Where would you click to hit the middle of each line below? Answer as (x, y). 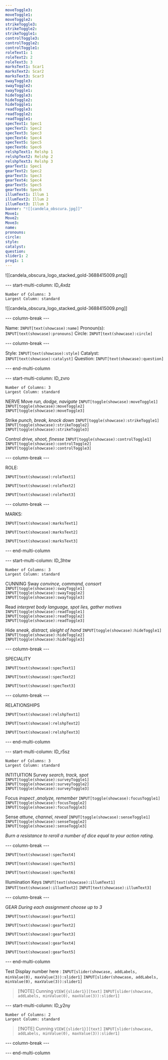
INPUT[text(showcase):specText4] (40, 855)
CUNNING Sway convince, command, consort (53, 584)
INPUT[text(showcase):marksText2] (42, 532)
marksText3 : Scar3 (25, 76)
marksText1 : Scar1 (25, 67)
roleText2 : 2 (19, 57)
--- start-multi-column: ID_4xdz (38, 285)
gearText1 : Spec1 (24, 166)
